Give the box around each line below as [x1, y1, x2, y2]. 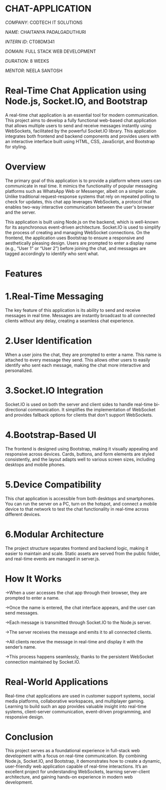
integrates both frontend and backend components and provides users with [5, 133, 160, 139]
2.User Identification [5, 335, 92, 347]
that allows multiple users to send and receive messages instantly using [5, 122, 152, 128]
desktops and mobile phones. [5, 461, 66, 467]
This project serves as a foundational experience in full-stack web [5, 748, 140, 754]
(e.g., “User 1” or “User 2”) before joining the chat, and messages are [5, 245, 146, 251]
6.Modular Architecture [5, 528, 104, 540]
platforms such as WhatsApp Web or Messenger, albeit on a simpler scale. [5, 188, 158, 194]
